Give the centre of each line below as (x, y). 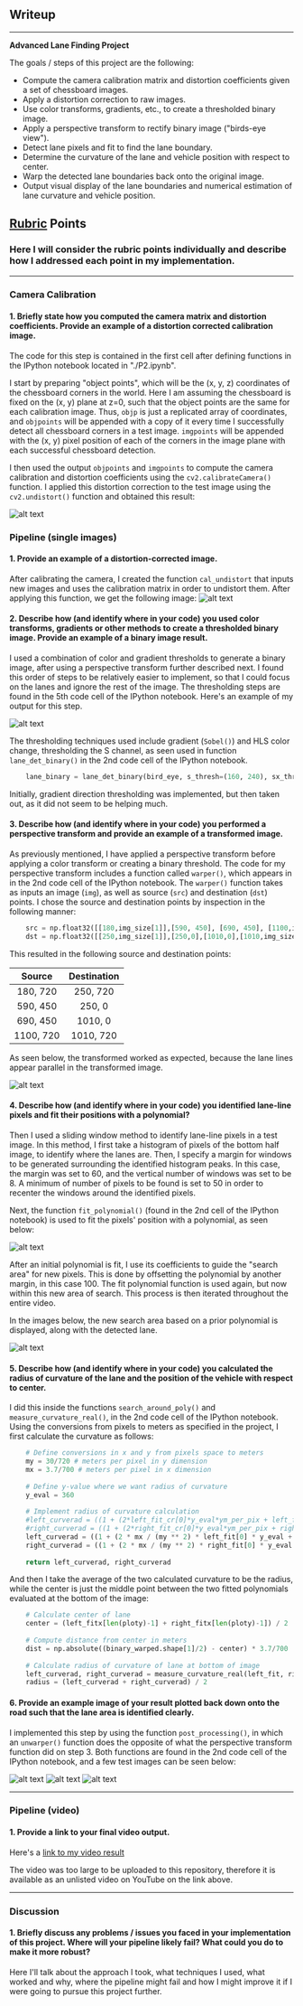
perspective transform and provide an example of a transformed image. (147, 834)
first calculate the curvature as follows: (82, 1437)
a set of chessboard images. (75, 89)
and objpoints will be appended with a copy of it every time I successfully (147, 421)
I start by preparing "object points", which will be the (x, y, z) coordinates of (150, 382)
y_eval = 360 (50, 1495)
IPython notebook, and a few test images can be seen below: (123, 1761)
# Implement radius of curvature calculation (113, 1512)
